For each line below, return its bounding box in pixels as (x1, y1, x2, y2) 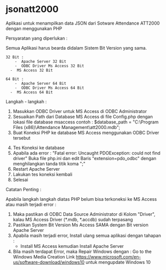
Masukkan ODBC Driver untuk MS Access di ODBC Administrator (12, 108, 147, 114)
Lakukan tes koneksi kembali (12, 171, 72, 177)
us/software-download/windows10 (12, 259, 84, 265)
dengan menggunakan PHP (5, 25, 62, 31)
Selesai (12, 177, 28, 183)
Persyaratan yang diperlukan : (5, 35, 68, 41)
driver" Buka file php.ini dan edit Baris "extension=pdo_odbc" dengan (12, 155, 156, 161)
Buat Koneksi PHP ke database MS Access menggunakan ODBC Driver (12, 129, 159, 136)
